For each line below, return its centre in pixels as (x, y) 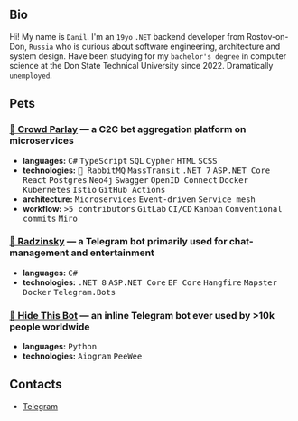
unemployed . (31, 75)
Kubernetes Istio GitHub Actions (94, 190)
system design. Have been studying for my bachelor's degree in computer (148, 56)
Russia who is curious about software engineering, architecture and (154, 46)
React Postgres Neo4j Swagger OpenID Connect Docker (135, 180)
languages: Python (60, 347)
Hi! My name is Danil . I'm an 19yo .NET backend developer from (127, 36)
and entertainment (113, 253)
